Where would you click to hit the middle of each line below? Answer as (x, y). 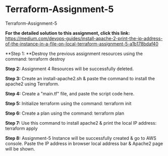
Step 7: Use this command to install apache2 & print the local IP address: (81, 123)
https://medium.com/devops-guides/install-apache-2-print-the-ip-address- (84, 38)
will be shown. (20, 149)
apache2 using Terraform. (32, 84)
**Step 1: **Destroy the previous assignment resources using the (74, 54)
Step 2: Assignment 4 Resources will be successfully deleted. (69, 69)
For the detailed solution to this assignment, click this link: (68, 33)
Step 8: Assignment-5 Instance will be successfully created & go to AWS (81, 138)
